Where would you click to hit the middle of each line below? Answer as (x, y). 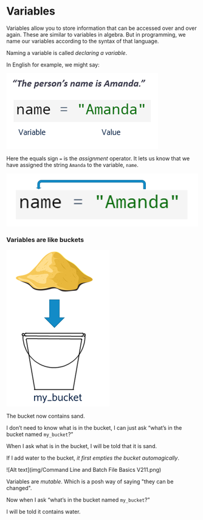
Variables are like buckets (45, 240)
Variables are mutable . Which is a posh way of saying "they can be (90, 481)
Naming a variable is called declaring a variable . (67, 52)
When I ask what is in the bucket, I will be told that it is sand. (81, 446)
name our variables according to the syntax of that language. (83, 41)
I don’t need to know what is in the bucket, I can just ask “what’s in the (94, 427)
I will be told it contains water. (43, 511)
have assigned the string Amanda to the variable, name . (72, 165)
